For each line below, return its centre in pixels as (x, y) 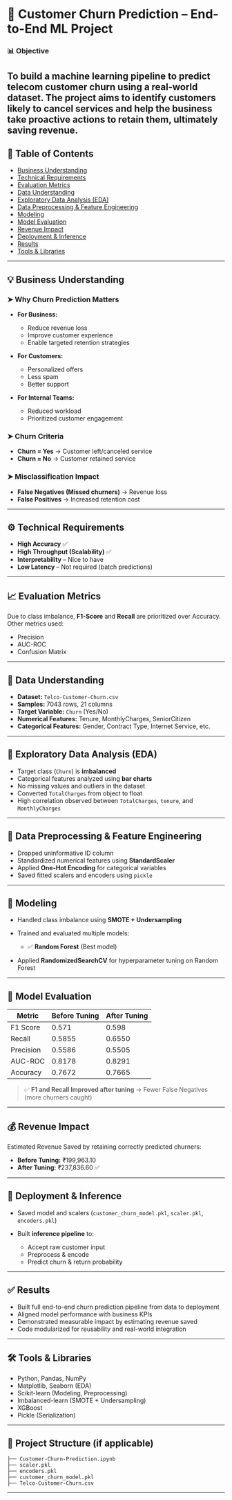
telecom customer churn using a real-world (103, 87)
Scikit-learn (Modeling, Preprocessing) (72, 1393)
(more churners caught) (58, 1097)
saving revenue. (42, 130)
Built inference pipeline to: (56, 1233)
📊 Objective (28, 51)
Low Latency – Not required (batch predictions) (85, 567)
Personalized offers (55, 369)
